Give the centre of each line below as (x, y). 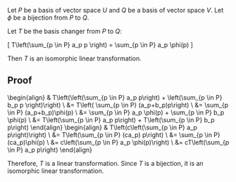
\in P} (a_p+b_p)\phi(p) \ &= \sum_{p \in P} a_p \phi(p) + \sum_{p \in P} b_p (116, 112)
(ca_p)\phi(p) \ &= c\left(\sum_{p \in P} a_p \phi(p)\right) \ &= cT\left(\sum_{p (118, 142)
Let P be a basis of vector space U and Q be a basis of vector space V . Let (116, 10)
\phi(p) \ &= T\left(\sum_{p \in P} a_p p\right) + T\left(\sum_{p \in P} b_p (111, 119)
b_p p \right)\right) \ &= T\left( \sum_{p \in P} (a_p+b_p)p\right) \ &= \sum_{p (118, 105)
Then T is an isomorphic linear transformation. (75, 58)
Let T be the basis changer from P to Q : (64, 31)
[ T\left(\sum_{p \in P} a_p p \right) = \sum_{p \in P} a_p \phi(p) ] (100, 45)
